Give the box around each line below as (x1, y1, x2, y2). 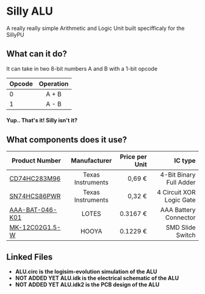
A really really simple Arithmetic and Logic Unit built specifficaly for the (6, 24, 185, 32)
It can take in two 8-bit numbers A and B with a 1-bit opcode (6, 65, 157, 72)
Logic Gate (164, 196, 196, 204)
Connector (165, 213, 196, 222)
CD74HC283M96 (9, 174, 61, 183)
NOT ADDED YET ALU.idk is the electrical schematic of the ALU (15, 274, 179, 282)
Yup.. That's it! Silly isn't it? (6, 117, 77, 124)
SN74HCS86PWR (9, 192, 61, 200)
